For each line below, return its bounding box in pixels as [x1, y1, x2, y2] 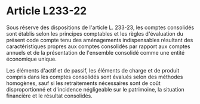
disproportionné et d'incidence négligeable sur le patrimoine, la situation [6, 86, 185, 93]
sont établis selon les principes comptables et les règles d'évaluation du [6, 30, 183, 37]
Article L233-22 [6, 4, 87, 18]
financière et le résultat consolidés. [6, 92, 93, 99]
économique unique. [6, 55, 57, 62]
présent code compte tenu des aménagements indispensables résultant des [6, 36, 193, 43]
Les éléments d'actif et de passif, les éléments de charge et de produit [6, 67, 180, 74]
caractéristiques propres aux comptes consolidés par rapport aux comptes [6, 43, 190, 50]
